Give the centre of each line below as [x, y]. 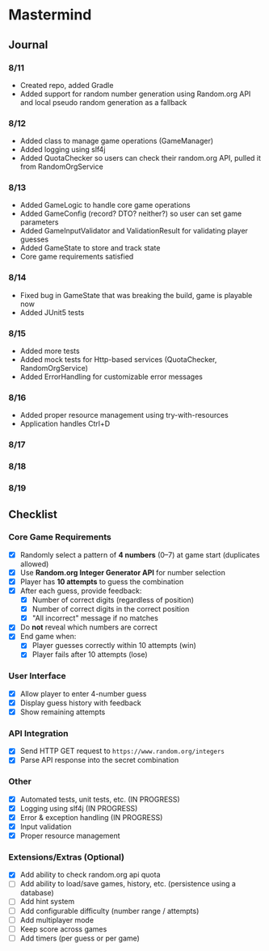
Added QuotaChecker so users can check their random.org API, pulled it [140, 158]
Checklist [33, 514]
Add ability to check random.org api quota [90, 875]
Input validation [46, 827]
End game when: [48, 637]
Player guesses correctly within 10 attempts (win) [114, 646]
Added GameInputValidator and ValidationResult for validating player [134, 231]
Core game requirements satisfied [77, 257]
